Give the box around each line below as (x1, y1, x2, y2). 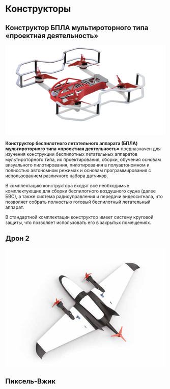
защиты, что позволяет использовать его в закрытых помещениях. (5, 219, 152, 226)
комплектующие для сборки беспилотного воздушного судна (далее (5, 188, 156, 194)
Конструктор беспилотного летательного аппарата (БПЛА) (5, 140, 138, 146)
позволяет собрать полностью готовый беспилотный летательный (5, 199, 151, 205)
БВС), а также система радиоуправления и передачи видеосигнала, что (5, 193, 163, 199)
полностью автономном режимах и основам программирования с (5, 167, 151, 173)
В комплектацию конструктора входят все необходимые (5, 182, 130, 188)
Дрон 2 (5, 234, 30, 242)
